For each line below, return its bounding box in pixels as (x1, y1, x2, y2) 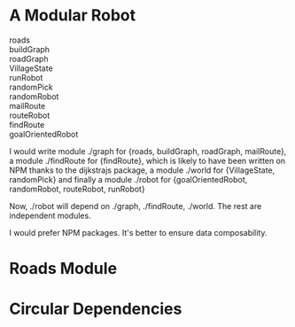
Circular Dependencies (9, 299, 182, 319)
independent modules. (9, 210, 91, 221)
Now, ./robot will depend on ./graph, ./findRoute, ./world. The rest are (9, 200, 262, 211)
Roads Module (9, 259, 118, 279)
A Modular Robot (9, 5, 136, 26)
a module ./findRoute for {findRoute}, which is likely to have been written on (9, 155, 286, 166)
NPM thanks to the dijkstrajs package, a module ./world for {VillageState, (9, 165, 276, 175)
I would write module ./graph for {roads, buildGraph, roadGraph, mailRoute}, (9, 145, 287, 156)
